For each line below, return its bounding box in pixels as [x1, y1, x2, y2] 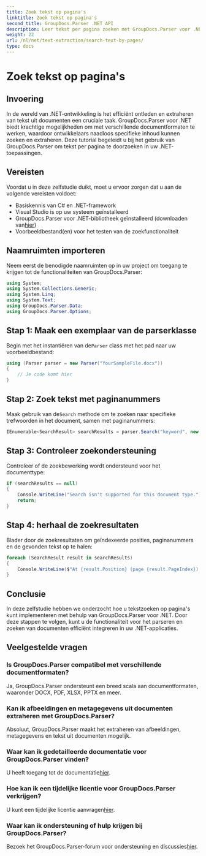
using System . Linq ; [6, 292, 56, 298]
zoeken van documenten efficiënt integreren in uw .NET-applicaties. [6, 624, 178, 632]
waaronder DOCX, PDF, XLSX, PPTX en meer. [6, 689, 121, 696]
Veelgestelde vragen [6, 642, 88, 653]
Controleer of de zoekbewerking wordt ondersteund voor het [6, 462, 161, 469]
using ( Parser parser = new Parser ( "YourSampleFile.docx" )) [6, 360, 164, 366]
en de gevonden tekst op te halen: [6, 543, 93, 550]
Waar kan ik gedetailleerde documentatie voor [6, 747, 147, 756]
